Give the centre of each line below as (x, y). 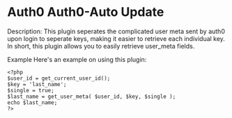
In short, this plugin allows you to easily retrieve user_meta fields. (101, 46)
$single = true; (31, 90)
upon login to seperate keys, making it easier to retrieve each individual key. (116, 38)
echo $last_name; (32, 102)
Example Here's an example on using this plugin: (77, 59)
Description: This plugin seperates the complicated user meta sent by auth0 (116, 31)
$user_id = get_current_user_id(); (59, 78)
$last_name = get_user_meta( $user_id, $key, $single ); (92, 96)
